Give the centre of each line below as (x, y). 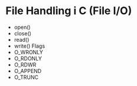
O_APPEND (28, 71)
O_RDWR (25, 64)
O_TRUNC (26, 77)
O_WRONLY (29, 52)
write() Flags (30, 46)
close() (23, 33)
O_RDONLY (28, 58)
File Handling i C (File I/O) (69, 11)
